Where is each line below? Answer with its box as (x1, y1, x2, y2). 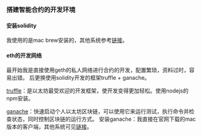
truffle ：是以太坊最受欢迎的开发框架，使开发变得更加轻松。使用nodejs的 (6, 87, 189, 94)
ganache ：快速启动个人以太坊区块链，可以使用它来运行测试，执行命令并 (6, 108, 190, 115)
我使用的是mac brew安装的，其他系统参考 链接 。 (6, 37, 129, 44)
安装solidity (6, 21, 37, 29)
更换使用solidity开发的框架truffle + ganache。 (34, 74, 150, 81)
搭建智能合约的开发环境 (6, 5, 75, 13)
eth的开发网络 (6, 51, 42, 59)
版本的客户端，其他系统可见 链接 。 (6, 123, 92, 130)
